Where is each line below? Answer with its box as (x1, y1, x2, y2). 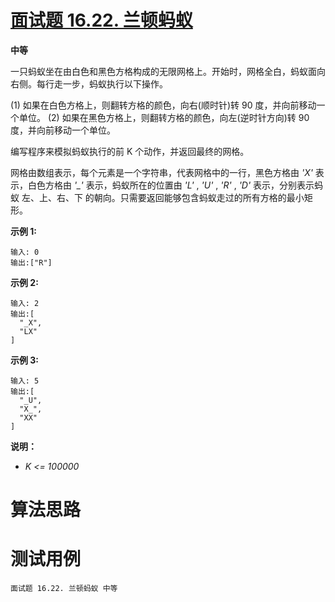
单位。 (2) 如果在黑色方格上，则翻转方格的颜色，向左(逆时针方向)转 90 (18, 111, 310, 123)
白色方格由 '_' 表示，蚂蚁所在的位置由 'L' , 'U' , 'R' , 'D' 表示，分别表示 (27, 179, 315, 191)
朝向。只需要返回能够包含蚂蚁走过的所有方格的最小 (93, 191, 305, 203)
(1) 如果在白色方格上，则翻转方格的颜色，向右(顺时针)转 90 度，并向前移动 (10, 99, 317, 111)
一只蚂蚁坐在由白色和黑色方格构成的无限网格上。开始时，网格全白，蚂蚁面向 (10, 65, 326, 77)
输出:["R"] (10, 257, 53, 268)
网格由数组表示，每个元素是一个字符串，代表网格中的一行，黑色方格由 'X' (10, 166, 313, 178)
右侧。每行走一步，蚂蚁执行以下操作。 (10, 77, 168, 90)
